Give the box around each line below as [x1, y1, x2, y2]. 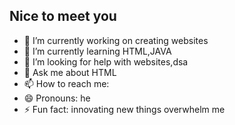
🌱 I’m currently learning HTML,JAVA [23, 45, 172, 57]
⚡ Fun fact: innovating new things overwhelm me [23, 103, 226, 115]
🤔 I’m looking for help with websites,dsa [23, 55, 189, 68]
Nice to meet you [9, 8, 117, 25]
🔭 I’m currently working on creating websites [23, 34, 209, 46]
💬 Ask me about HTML [23, 66, 117, 78]
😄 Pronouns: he [23, 92, 91, 104]
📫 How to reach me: [23, 77, 110, 89]
